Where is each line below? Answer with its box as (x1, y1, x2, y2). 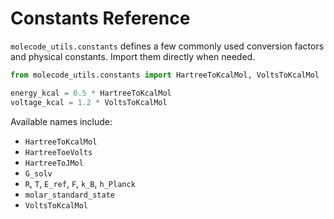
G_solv (24, 168, 53, 179)
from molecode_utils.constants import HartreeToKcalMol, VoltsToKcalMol (10, 70, 320, 80)
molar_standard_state (24, 190, 115, 200)
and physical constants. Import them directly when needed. (10, 50, 256, 62)
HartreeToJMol (24, 158, 84, 168)
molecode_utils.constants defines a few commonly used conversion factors (10, 40, 325, 52)
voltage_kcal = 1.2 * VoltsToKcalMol (10, 97, 168, 107)
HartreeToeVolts (24, 147, 93, 157)
